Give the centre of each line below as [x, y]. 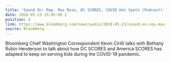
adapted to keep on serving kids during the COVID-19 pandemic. [73, 54]
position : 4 [18, 19]
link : [11, 24]
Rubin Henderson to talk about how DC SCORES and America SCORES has [83, 49]
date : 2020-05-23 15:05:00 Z [36, 15]
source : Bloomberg [25, 29]
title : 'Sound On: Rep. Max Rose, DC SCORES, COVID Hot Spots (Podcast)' [85, 10]
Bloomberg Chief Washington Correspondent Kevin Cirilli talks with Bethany [84, 43]
